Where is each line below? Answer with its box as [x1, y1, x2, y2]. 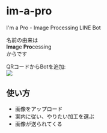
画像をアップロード [14, 105, 63, 112]
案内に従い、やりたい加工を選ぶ [14, 113, 94, 120]
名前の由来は [6, 36, 38, 43]
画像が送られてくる [14, 120, 63, 127]
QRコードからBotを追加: [6, 63, 66, 70]
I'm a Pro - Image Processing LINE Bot [6, 24, 101, 31]
